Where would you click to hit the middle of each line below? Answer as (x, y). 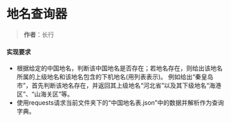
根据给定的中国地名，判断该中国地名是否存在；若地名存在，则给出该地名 (119, 68)
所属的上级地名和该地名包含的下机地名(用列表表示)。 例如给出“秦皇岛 (115, 77)
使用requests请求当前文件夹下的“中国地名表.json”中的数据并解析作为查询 (120, 103)
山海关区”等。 (54, 94)
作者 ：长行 (39, 34)
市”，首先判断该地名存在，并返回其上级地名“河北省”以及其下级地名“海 (116, 85)
